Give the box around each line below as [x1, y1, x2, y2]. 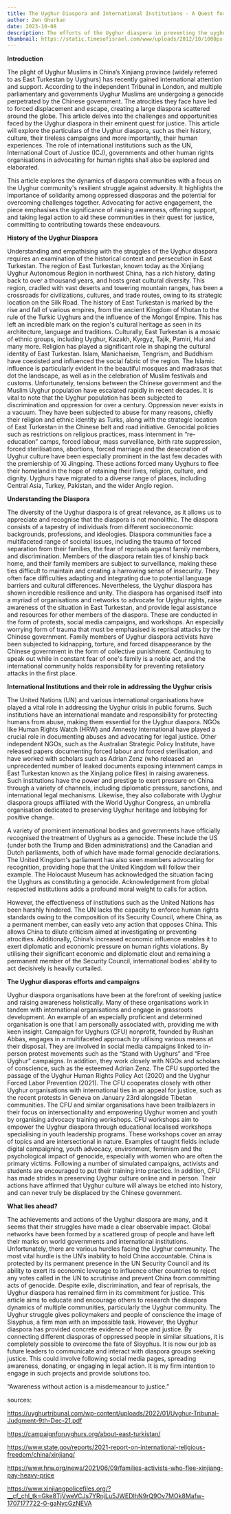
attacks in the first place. [7, 669, 78, 677]
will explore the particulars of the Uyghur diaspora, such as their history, [7, 127, 212, 135]
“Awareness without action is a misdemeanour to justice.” [7, 1382, 170, 1391]
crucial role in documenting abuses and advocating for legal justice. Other [7, 733, 217, 741]
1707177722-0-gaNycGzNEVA [7, 1500, 92, 1508]
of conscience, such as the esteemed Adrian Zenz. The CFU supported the [7, 1064, 220, 1072]
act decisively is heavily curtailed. [7, 964, 103, 972]
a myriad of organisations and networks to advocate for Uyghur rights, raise [7, 596, 222, 604]
